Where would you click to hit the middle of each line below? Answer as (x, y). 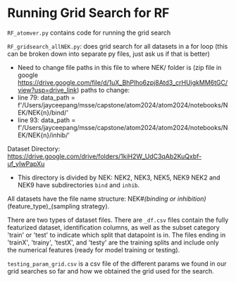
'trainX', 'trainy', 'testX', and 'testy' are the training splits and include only (113, 242)
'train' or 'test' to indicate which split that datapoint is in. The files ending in (117, 235)
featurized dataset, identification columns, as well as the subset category (113, 227)
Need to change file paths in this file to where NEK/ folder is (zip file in (119, 67)
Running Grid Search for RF (88, 13)
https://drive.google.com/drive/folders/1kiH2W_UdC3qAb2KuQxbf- (105, 156)
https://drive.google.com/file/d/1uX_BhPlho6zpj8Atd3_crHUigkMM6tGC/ (123, 82)
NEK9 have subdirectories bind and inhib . (79, 184)
